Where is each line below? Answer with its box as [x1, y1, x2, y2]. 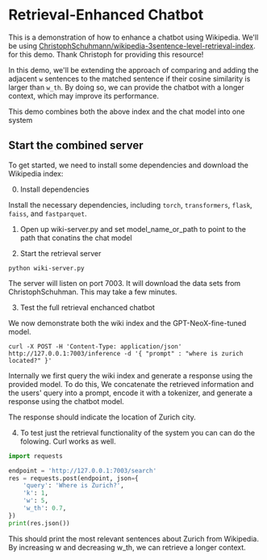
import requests [8, 452, 63, 460]
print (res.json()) [8, 519, 70, 527]
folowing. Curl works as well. [19, 436, 116, 446]
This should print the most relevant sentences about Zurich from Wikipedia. [8, 533, 260, 543]
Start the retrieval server [19, 248, 102, 258]
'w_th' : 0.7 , [23, 504, 67, 512]
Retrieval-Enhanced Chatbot [8, 6, 204, 24]
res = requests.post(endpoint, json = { [8, 474, 139, 482]
